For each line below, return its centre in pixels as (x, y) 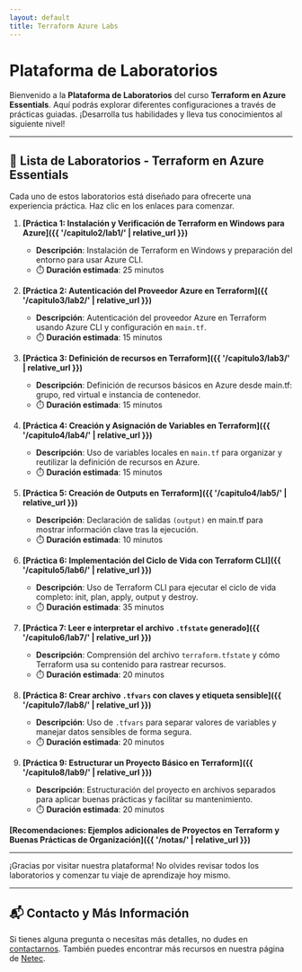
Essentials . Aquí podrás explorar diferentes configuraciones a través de (143, 105)
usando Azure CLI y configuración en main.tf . (121, 327)
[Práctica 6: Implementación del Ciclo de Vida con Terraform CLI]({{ (151, 561)
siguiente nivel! (37, 124)
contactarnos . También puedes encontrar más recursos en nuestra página (147, 949)
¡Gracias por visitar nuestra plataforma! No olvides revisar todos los (134, 866)
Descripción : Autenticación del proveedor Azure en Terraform (151, 318)
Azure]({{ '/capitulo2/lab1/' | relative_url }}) (105, 233)
